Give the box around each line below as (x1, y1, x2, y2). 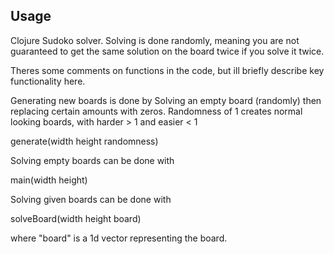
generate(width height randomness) (10, 135, 159, 147)
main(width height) (10, 174, 88, 186)
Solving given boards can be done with (10, 193, 172, 205)
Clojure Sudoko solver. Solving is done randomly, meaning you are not (10, 34, 300, 46)
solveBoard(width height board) (10, 212, 142, 224)
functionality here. (10, 75, 86, 87)
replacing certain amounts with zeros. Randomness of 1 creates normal (10, 105, 303, 117)
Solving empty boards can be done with (10, 154, 175, 166)
